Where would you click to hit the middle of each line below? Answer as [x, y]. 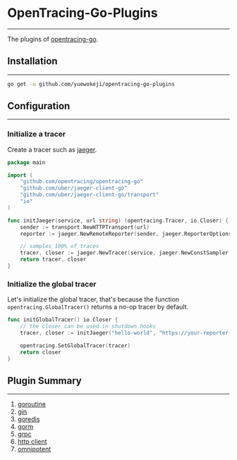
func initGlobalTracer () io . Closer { [63, 320]
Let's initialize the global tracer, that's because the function [93, 299]
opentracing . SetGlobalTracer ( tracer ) [75, 346]
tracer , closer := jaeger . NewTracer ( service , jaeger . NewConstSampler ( [126, 253]
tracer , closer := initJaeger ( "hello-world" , [88, 333]
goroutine [31, 404]
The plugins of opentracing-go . [53, 39]
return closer [41, 352]
